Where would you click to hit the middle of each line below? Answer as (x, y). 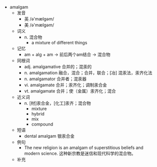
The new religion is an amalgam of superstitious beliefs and (84, 148)
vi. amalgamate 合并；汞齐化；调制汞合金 (66, 85)
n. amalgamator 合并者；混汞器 (55, 79)
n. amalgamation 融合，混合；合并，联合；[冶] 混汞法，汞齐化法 (88, 73)
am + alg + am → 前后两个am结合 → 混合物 (67, 55)
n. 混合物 (33, 37)
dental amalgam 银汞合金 (49, 136)
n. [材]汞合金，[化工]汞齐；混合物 (58, 103)
